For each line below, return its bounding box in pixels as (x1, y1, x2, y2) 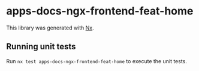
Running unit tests (6, 42, 76, 52)
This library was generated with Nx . (6, 24, 94, 31)
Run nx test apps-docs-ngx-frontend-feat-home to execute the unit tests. (6, 57, 188, 64)
